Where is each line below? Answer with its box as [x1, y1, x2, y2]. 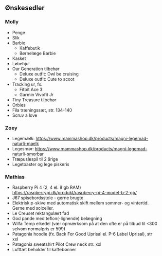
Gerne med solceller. [12, 205, 54, 211]
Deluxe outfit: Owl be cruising [19, 71, 79, 77]
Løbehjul [12, 60, 30, 66]
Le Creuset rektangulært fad [12, 210, 69, 216]
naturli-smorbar [12, 151, 44, 157]
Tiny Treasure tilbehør [12, 97, 57, 103]
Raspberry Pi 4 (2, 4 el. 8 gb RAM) [12, 184, 81, 190]
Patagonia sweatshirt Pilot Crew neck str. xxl [12, 241, 102, 247]
